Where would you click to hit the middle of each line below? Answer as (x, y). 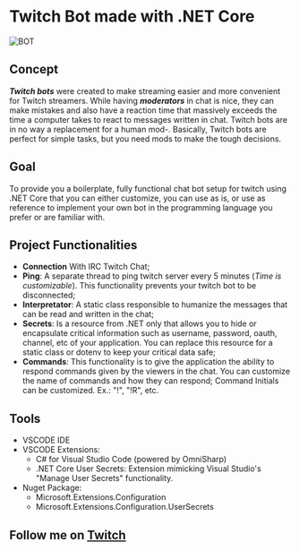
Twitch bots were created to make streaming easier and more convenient (145, 90)
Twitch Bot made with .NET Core (132, 17)
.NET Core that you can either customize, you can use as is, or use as (137, 198)
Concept (34, 69)
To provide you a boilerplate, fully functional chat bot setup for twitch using (148, 188)
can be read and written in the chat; (88, 314)
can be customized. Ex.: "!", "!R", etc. (90, 391)
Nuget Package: (52, 488)
